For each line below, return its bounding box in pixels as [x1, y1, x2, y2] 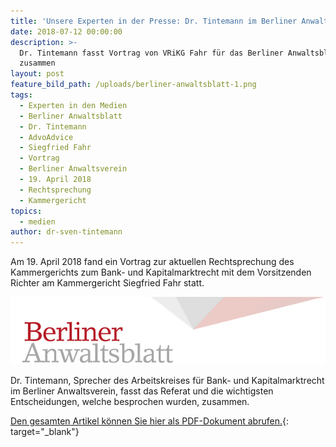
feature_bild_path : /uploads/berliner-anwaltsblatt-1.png [10, 80, 257, 90]
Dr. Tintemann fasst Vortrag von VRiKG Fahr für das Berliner [19, 48, 284, 58]
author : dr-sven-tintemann [10, 227, 123, 237]
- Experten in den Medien [19, 100, 128, 110]
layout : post [10, 69, 65, 79]
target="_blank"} [10, 426, 80, 438]
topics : [10, 206, 43, 216]
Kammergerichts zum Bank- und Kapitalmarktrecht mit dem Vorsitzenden [10, 266, 312, 279]
